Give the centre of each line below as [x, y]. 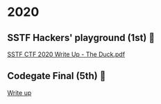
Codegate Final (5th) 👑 [57, 76]
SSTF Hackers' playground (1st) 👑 [81, 38]
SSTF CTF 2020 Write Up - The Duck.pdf [66, 54]
